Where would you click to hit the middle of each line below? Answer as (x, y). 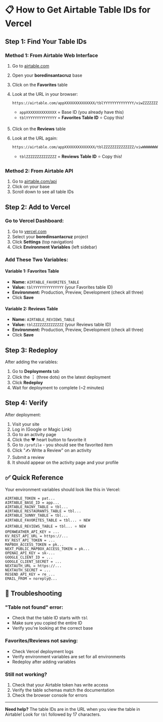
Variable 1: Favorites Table (32, 271)
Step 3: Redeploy (32, 350)
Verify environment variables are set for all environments (69, 656)
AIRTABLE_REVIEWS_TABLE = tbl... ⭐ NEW (46, 526)
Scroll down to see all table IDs (43, 192)
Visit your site (26, 424)
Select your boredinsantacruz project (50, 236)
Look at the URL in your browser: (45, 94)
